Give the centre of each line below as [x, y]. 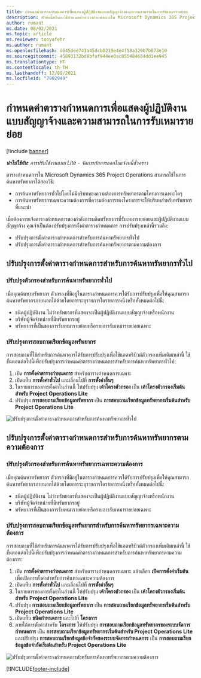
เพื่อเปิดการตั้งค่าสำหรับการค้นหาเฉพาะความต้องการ [65, 578]
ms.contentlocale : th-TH [37, 67]
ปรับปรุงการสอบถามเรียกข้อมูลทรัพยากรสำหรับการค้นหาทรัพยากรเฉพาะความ [93, 525]
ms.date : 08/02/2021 [32, 28]
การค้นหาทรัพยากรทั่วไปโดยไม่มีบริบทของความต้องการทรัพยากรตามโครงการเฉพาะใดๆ [98, 194]
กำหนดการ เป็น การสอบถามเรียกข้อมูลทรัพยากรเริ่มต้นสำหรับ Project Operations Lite [104, 631]
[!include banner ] [28, 151]
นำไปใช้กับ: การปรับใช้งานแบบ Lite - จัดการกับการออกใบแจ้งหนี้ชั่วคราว [77, 163]
